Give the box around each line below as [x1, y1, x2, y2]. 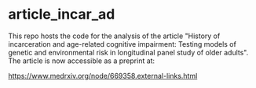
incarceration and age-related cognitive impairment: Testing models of [8, 39, 237, 48]
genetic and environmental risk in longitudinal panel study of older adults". [8, 48, 249, 57]
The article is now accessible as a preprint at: [8, 56, 155, 65]
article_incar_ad [8, 5, 115, 23]
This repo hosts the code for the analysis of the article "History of [8, 31, 221, 40]
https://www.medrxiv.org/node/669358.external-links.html [8, 71, 198, 80]
